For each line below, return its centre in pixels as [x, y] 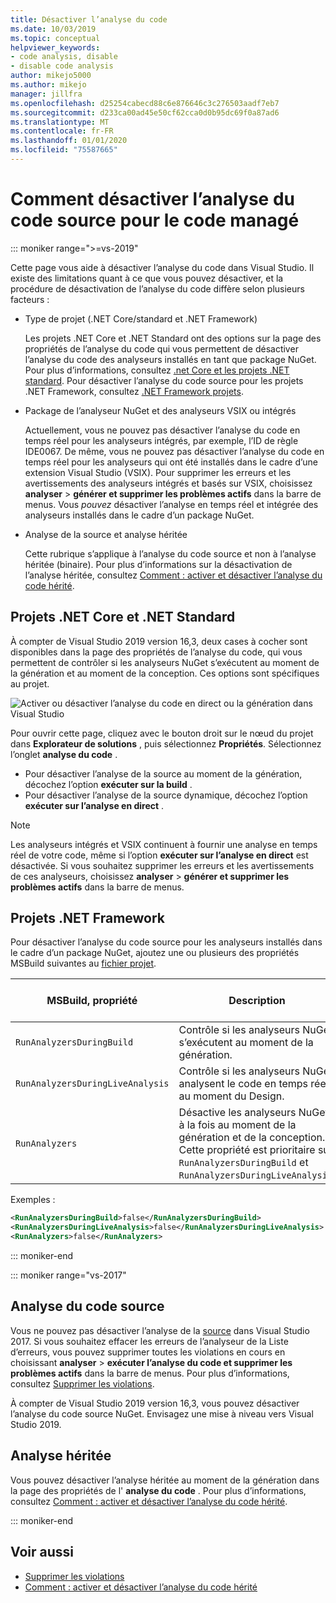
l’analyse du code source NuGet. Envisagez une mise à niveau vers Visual [162, 1413]
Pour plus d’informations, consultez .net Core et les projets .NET [157, 370]
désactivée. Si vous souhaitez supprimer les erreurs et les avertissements [162, 865]
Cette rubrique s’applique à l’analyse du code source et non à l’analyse [170, 553]
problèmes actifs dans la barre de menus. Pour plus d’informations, [150, 1373]
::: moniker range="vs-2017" [68, 1275]
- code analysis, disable [64, 57]
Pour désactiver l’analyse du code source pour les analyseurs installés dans [166, 942]
